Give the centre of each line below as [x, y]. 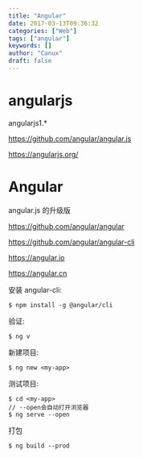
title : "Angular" [37, 16]
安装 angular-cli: [35, 289]
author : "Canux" [35, 53]
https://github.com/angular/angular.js [70, 139]
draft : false [30, 61]
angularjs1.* [28, 123]
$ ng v [19, 336]
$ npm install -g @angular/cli [61, 305]
